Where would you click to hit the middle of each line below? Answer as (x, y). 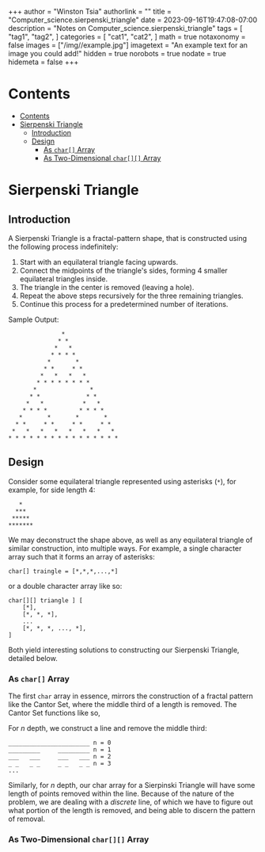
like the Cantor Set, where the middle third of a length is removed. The (123, 705)
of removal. (27, 819)
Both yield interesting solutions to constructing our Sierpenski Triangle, (124, 650)
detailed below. (33, 658)
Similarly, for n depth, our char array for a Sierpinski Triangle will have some (132, 785)
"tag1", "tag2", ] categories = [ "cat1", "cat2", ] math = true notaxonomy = (127, 36)
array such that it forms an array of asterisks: (82, 556)
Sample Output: (34, 319)
